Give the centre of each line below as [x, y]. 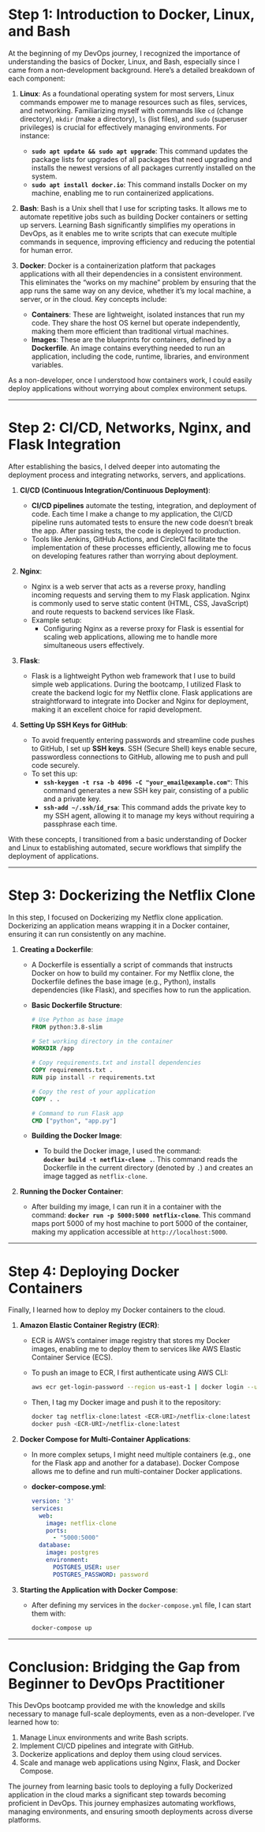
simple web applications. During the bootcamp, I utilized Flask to [136, 684]
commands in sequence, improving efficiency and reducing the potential [137, 242]
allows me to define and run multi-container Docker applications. [137, 1471]
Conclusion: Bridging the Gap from [124, 1666]
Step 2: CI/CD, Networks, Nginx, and [130, 428]
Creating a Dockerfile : [56, 949]
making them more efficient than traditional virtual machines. [130, 331]
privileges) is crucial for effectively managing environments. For [123, 127]
